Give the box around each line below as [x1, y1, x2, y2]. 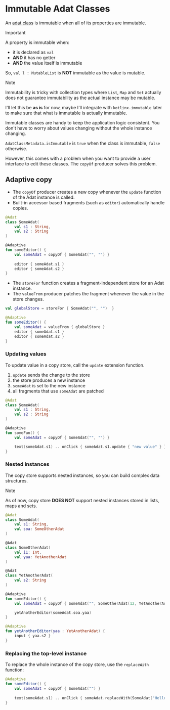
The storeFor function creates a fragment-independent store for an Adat [12, 280, 164, 286]
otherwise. [5, 145, 28, 152]
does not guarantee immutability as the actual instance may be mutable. [5, 95, 156, 101]
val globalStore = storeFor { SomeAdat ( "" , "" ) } [5, 306, 114, 311]
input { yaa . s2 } [14, 633, 51, 639]
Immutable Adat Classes [5, 3, 110, 15]
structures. [5, 477, 28, 483]
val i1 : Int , [14, 550, 42, 555]
